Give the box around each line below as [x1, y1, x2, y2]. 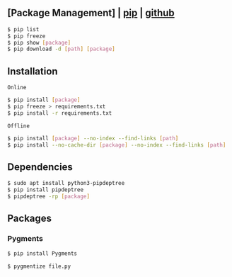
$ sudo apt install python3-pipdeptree [7, 180, 125, 187]
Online [7, 84, 27, 91]
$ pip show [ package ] [7, 39, 71, 46]
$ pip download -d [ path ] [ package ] [7, 45, 115, 53]
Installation [7, 65, 58, 77]
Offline [7, 122, 30, 130]
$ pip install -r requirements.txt [7, 109, 112, 117]
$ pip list [7, 26, 40, 33]
